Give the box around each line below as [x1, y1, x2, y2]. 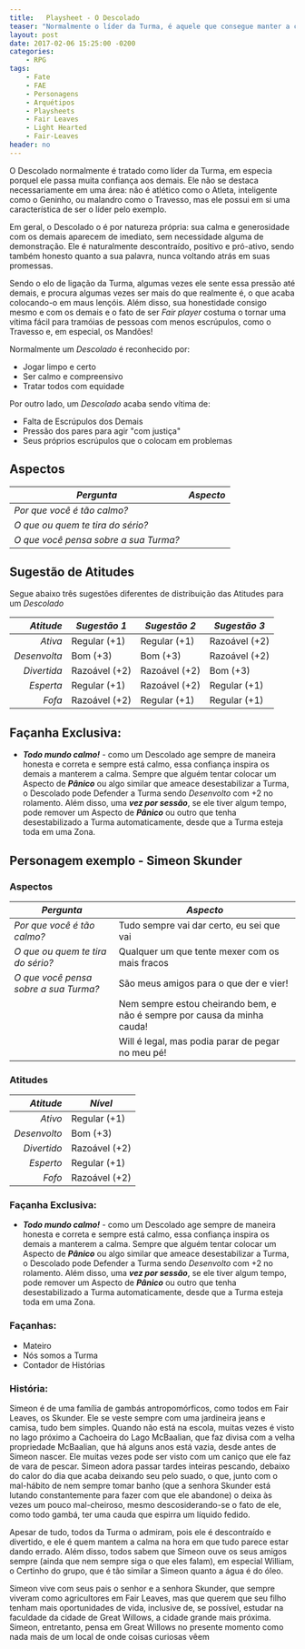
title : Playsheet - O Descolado [9, 13, 141, 23]
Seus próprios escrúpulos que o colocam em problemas [22, 435, 233, 446]
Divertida [23, 665, 63, 678]
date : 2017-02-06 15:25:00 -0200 [9, 38, 136, 48]
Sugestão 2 [144, 619, 197, 632]
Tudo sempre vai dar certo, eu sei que [118, 919, 280, 931]
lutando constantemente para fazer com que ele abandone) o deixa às [9, 1490, 272, 1501]
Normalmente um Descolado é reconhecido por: [9, 343, 191, 355]
